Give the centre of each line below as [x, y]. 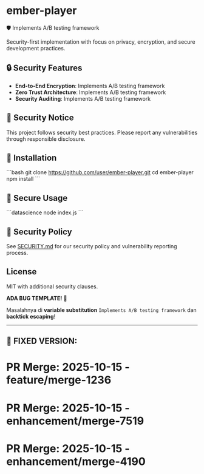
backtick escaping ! [31, 316]
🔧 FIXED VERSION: [42, 341]
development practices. [36, 48]
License [22, 272]
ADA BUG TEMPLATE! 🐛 [37, 298]
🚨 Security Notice [40, 118]
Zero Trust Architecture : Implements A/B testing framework [90, 92]
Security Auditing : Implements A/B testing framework [83, 98]
